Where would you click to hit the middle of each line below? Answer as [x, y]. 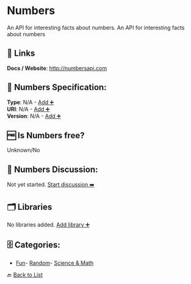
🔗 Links [21, 54]
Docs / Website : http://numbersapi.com [57, 68]
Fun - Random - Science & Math [55, 263]
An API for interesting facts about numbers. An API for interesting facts [96, 28]
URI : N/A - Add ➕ [28, 109]
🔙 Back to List [25, 275]
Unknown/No [23, 150]
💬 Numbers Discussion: [52, 169]
